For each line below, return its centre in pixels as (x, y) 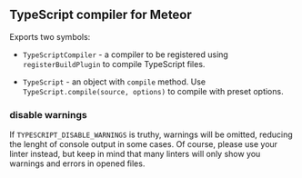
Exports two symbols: (50, 36)
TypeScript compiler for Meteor (101, 15)
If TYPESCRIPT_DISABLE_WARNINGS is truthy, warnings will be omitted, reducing (151, 134)
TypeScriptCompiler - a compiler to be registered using (126, 54)
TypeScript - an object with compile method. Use (114, 82)
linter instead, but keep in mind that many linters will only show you (135, 154)
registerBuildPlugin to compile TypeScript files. (114, 64)
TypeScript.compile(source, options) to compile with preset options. (153, 91)
